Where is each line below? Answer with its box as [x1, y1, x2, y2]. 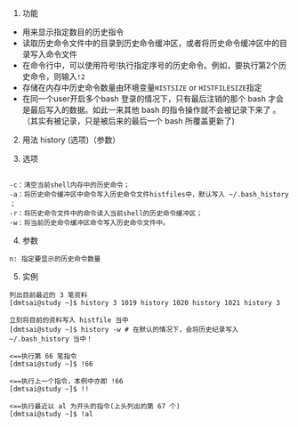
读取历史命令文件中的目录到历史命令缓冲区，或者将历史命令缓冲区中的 [21, 38, 280, 48]
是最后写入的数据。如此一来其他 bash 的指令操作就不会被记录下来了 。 [21, 105, 281, 115]
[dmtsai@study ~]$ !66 [9, 359, 93, 368]
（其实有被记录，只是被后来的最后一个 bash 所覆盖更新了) [21, 116, 236, 126]
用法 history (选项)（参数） [21, 134, 121, 145]
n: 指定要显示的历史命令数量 [9, 254, 101, 263]
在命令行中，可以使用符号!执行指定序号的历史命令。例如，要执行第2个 [21, 60, 279, 70]
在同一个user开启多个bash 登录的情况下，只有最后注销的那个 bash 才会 [21, 93, 285, 104]
